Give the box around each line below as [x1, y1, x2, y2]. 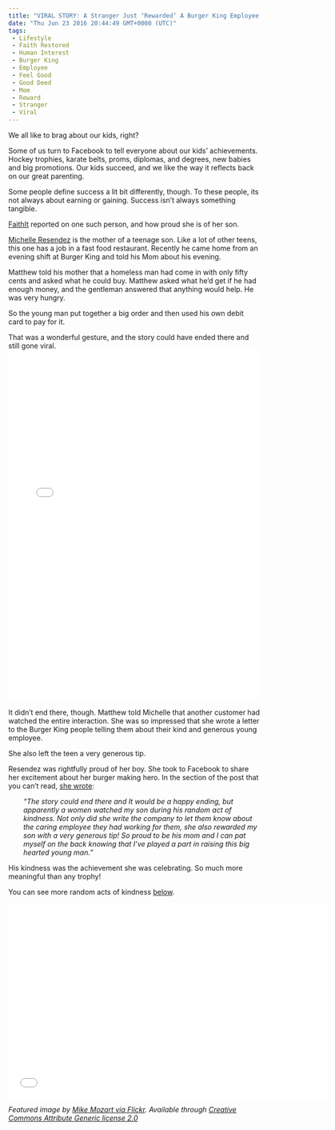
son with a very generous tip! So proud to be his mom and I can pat [23, 831, 246, 840]
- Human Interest [11, 49, 70, 57]
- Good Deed [11, 78, 52, 86]
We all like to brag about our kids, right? [8, 130, 139, 140]
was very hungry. [8, 293, 66, 303]
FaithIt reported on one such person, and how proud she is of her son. [8, 219, 240, 229]
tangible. [8, 204, 38, 213]
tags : [8, 26, 26, 34]
